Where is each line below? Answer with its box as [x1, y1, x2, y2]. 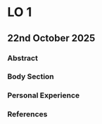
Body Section [7, 71, 54, 81]
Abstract [7, 53, 39, 63]
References [7, 109, 48, 119]
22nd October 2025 [7, 32, 96, 44]
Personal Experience [7, 90, 80, 100]
